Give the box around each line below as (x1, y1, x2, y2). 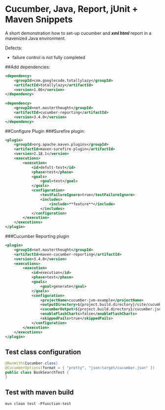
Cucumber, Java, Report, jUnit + (5, 3, 138, 15)
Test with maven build (5, 388, 74, 397)
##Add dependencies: (5, 64, 51, 70)
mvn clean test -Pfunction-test (5, 401, 71, 406)
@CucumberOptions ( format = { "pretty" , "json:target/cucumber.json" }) (5, 365, 155, 371)
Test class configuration (5, 348, 81, 356)
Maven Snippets (5, 14, 73, 25)
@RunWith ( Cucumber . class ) (5, 361, 58, 366)
